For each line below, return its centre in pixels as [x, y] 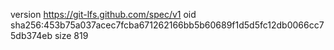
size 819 [71, 35]
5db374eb [31, 35]
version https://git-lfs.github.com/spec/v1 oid [103, 14]
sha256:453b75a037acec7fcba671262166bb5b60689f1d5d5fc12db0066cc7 [167, 25]
